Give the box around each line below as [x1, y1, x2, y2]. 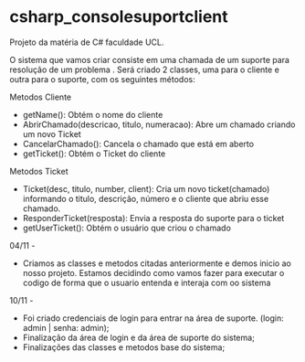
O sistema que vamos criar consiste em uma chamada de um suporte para [9, 54, 290, 65]
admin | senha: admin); [22, 322, 110, 333]
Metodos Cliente [9, 91, 71, 102]
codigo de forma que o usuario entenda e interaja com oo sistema [22, 277, 271, 288]
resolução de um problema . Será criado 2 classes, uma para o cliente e [9, 64, 280, 75]
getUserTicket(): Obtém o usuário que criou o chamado [22, 222, 231, 233]
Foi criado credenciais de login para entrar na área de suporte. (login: [22, 313, 285, 324]
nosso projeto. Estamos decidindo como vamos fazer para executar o [22, 267, 285, 278]
